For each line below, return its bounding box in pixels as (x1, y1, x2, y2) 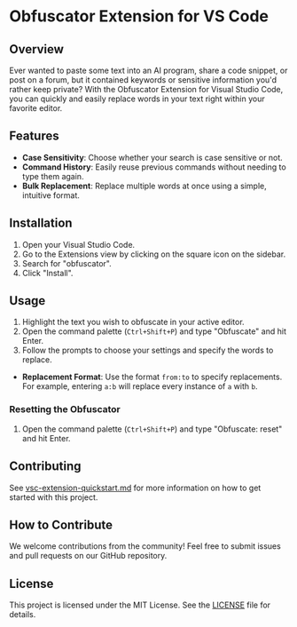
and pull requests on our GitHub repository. (9, 551, 168, 561)
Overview (9, 42, 65, 57)
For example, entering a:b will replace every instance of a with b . (21, 381, 258, 392)
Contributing (9, 459, 82, 474)
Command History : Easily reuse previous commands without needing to (21, 162, 286, 172)
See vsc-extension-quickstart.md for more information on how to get (9, 482, 262, 493)
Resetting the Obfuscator (9, 403, 121, 416)
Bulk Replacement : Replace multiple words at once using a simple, (21, 180, 268, 191)
